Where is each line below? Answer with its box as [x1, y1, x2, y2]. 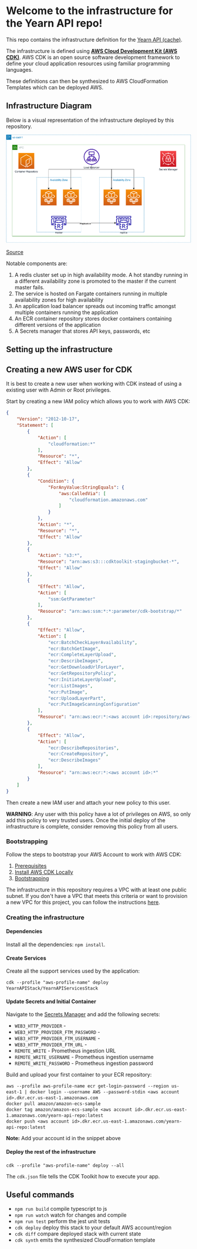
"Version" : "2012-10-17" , [16, 416, 80, 422]
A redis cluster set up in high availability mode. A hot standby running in [14, 272, 188, 279]
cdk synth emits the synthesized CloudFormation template [14, 1237, 155, 1244]
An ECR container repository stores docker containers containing [14, 315, 172, 322]
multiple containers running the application [14, 309, 118, 316]
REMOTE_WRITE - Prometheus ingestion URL [14, 1047, 116, 1054]
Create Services [6, 954, 46, 961]
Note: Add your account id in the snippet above [6, 1135, 121, 1142]
